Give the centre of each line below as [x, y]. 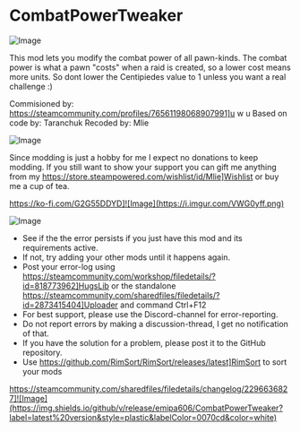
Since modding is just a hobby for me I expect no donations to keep [134, 157]
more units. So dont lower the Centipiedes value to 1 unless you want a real [148, 76]
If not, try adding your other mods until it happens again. [126, 257]
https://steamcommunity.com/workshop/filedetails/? [119, 276]
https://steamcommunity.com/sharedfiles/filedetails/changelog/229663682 [149, 389]
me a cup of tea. [39, 186]
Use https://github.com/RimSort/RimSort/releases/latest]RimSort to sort [154, 362]
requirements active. [60, 247]
